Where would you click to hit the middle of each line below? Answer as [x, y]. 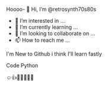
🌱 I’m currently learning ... [46, 27]
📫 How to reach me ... [42, 40]
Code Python [22, 65]
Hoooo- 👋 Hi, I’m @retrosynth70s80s [51, 9]
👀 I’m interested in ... [40, 21]
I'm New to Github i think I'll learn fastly [54, 54]
